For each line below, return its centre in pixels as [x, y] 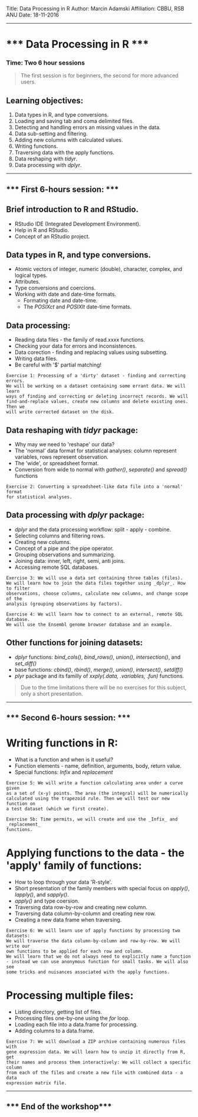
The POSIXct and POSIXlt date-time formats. [77, 307]
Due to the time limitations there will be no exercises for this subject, [103, 687]
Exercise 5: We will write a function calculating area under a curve [95, 783]
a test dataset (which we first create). [58, 809]
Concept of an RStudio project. [52, 236]
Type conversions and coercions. [55, 288]
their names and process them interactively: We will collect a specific [99, 1062]
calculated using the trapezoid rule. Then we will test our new [88, 799]
